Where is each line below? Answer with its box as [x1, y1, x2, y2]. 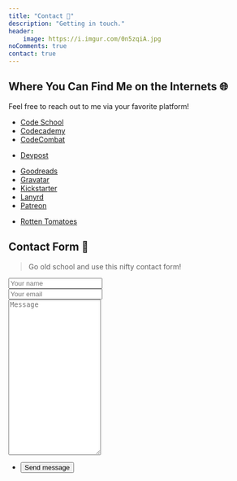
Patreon [19, 200, 47, 210]
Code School [19, 117, 64, 127]
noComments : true [8, 42, 67, 50]
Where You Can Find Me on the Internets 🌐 [8, 80, 229, 94]
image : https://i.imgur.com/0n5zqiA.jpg [23, 34, 162, 43]
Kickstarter [19, 183, 58, 193]
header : [8, 27, 35, 35]
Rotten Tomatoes [19, 216, 78, 226]
